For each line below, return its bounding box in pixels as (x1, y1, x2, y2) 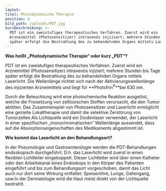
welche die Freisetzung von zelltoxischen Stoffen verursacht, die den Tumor (5, 99, 160, 105)
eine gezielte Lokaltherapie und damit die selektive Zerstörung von (5, 110, 141, 115)
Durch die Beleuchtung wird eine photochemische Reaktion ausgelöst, (5, 94, 148, 100)
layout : (5, 7, 21, 12)
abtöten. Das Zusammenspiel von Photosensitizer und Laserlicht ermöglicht (5, 104, 159, 110)
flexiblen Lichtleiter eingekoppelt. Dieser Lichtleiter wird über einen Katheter (5, 155, 160, 161)
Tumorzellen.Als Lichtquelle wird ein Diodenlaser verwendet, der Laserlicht (5, 115, 158, 121)
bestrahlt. (5, 181, 25, 187)
